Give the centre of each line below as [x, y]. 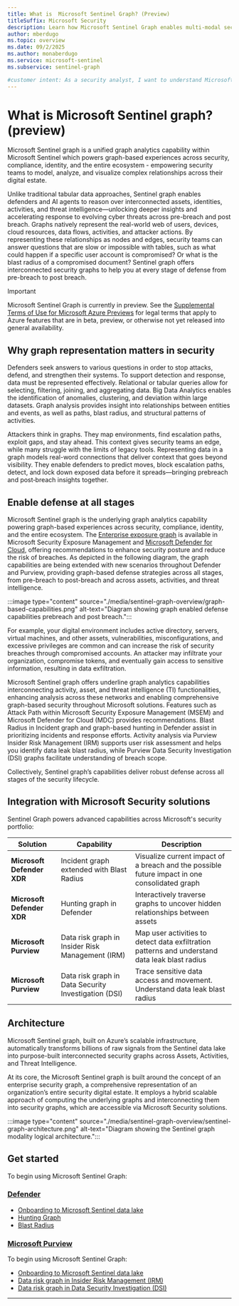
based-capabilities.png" [43, 609]
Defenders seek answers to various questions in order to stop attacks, [110, 367]
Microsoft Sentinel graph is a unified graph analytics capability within [108, 150]
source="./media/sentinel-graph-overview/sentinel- [155, 1121]
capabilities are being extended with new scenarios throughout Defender [115, 565]
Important [22, 291]
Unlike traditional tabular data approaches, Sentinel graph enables [104, 194]
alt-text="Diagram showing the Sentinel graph [148, 1128]
